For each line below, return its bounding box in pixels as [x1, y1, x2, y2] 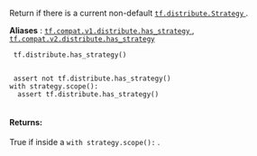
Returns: [9, 116, 43, 127]
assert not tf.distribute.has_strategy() [13, 74, 171, 83]
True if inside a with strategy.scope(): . [9, 137, 161, 148]
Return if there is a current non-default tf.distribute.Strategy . [9, 8, 249, 18]
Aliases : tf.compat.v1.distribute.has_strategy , [9, 25, 195, 35]
